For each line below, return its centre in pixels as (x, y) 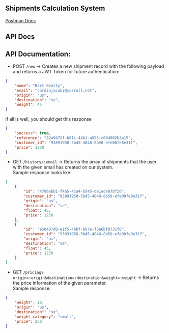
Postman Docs (21, 20)
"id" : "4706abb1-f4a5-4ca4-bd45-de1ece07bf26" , (75, 191)
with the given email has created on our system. (63, 167)
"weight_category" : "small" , (45, 317)
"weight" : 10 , (29, 302)
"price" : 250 (28, 321)
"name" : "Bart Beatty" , (40, 86)
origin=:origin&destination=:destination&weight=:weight (74, 278)
